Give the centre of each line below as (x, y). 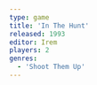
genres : (24, 58)
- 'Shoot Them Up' (52, 67)
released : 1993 (37, 34)
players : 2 (29, 50)
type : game (29, 17)
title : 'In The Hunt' (49, 26)
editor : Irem (33, 42)
